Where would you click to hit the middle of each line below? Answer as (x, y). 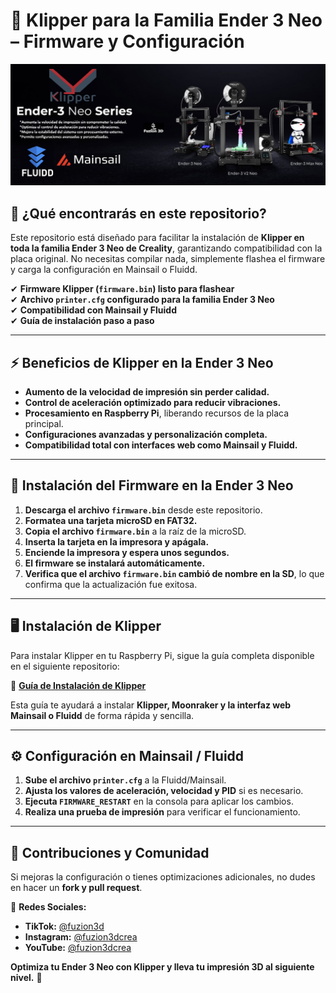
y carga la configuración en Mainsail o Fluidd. (104, 270)
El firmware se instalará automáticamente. (115, 563)
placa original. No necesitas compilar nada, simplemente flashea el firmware (168, 259)
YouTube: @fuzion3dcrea (78, 948)
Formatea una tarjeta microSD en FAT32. (111, 520)
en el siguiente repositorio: (65, 666)
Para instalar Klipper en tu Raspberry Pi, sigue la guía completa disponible (162, 655)
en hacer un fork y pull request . (76, 888)
